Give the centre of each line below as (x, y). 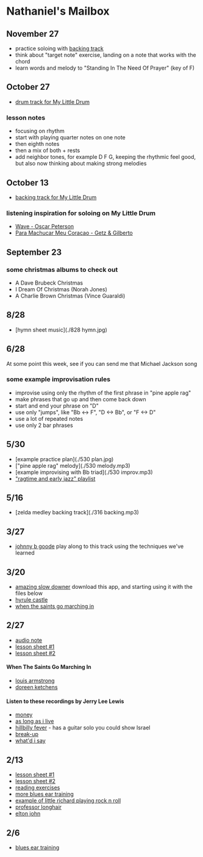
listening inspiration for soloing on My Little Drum (81, 213)
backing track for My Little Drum (56, 197)
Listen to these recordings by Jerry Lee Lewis (65, 701)
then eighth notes (37, 144)
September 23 (34, 252)
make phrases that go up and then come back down (80, 399)
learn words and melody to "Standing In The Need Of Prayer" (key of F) (105, 68)
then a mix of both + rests (48, 150)
